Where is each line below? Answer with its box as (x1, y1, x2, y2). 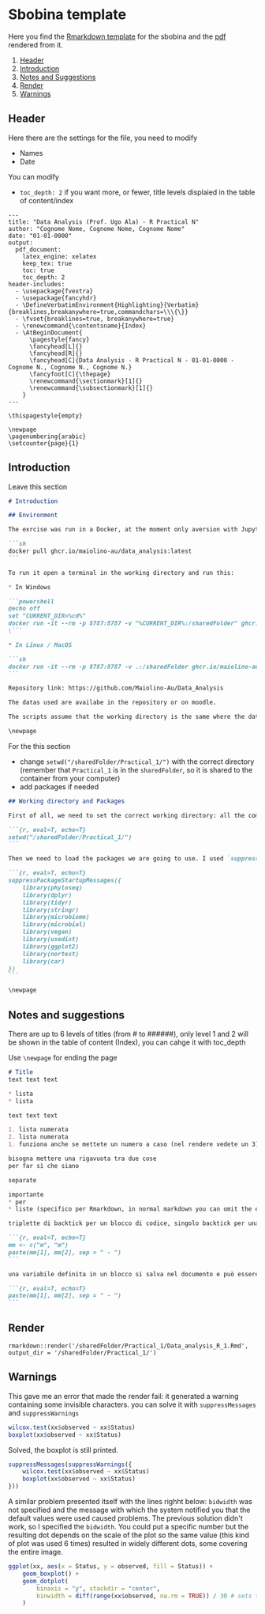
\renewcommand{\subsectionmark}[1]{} (28, 384, 154, 392)
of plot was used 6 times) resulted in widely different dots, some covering (8, 1539, 248, 1548)
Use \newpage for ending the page (8, 1053, 118, 1062)
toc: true (22, 266, 55, 274)
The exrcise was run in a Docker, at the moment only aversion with (8, 526, 238, 534)
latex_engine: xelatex (22, 252, 97, 260)
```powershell (8, 597, 55, 606)
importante (8, 1190, 44, 1199)
